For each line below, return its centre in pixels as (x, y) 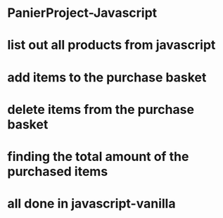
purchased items (58, 171)
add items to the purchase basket (107, 77)
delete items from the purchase (101, 109)
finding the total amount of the (98, 156)
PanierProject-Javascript (82, 13)
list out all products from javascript (111, 45)
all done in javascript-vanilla (91, 204)
